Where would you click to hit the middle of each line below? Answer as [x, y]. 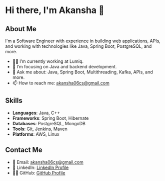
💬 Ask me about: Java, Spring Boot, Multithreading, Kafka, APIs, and [83, 72]
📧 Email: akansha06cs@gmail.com [48, 162]
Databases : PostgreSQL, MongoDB [49, 123]
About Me [21, 29]
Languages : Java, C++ [36, 113]
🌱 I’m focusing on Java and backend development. [64, 67]
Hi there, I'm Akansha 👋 [55, 10]
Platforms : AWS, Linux [36, 134]
